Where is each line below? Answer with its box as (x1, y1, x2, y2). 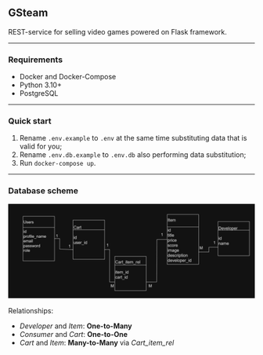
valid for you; (19, 141, 63, 152)
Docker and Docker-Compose (19, 72, 117, 82)
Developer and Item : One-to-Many (19, 321, 132, 331)
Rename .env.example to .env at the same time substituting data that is (19, 134, 247, 143)
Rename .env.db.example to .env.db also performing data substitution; (19, 150, 247, 159)
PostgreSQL (19, 89, 59, 98)
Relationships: (8, 306, 53, 315)
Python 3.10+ (19, 80, 63, 90)
